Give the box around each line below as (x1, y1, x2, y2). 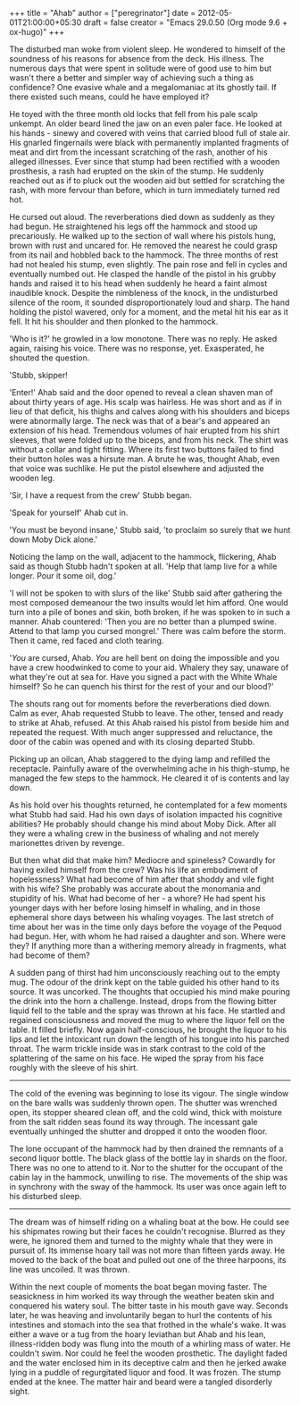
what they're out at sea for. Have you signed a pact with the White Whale (9, 672, 278, 682)
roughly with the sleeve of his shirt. (9, 1062, 138, 1072)
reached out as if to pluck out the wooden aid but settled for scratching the (9, 175, 286, 186)
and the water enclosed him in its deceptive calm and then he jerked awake (9, 1358, 287, 1367)
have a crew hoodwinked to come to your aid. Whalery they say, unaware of (9, 662, 289, 673)
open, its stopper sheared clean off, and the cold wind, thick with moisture (9, 1107, 283, 1117)
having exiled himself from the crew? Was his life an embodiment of (9, 865, 259, 875)
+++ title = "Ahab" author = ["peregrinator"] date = (9, 8, 196, 18)
